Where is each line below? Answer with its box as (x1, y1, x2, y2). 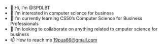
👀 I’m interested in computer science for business (10, 10, 114, 16)
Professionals (10, 20, 39, 26)
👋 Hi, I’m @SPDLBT (10, 5, 50, 10)
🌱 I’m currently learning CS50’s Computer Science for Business (10, 15, 143, 21)
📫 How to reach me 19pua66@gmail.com (10, 37, 97, 42)
